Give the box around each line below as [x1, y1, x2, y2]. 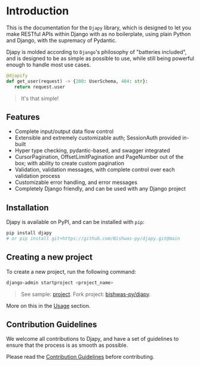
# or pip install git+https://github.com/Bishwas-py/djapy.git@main [6, 235, 180, 242]
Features [6, 112, 40, 122]
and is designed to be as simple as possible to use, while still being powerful [6, 55, 195, 62]
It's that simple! [20, 95, 59, 102]
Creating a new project [6, 252, 93, 262]
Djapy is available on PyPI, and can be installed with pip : [6, 219, 145, 226]
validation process [14, 173, 61, 180]
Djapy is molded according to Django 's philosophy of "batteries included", [6, 48, 187, 55]
